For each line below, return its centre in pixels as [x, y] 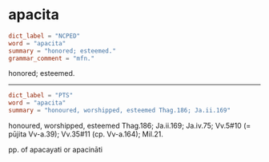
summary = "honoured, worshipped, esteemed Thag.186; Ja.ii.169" [119, 111]
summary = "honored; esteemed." [62, 51]
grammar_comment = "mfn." [51, 58]
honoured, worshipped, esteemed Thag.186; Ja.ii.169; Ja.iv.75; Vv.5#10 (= [130, 126]
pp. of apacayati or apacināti [55, 150]
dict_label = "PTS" [41, 96]
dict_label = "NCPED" [44, 36]
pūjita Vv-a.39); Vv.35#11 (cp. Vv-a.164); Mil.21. [86, 134]
